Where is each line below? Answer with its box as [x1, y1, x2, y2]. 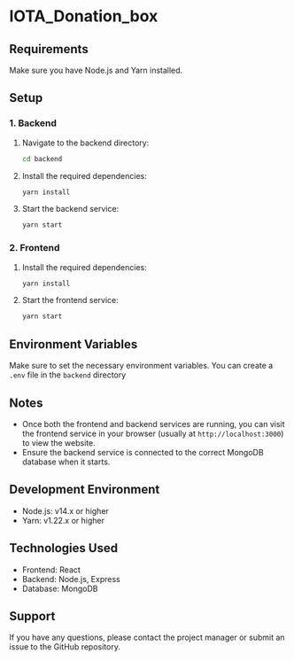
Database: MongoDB [21, 583, 98, 594]
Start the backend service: [21, 204, 120, 214]
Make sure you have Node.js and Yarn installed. [9, 65, 183, 75]
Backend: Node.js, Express [21, 573, 121, 584]
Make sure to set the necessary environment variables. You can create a [9, 361, 274, 371]
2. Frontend [9, 242, 60, 254]
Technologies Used [9, 540, 118, 556]
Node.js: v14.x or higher [21, 505, 109, 516]
